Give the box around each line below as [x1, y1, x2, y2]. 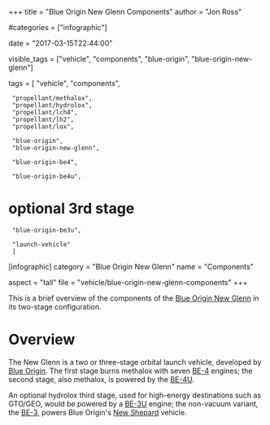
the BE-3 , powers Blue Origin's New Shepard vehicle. [8, 407, 187, 417]
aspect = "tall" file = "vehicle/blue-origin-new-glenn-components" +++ [8, 277, 248, 287]
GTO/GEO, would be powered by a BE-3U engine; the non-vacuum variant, [8, 398, 259, 409]
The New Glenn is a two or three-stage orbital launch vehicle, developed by [8, 357, 262, 366]
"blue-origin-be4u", [11, 172, 82, 180]
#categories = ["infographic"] [8, 23, 107, 32]
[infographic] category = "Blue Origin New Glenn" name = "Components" [8, 262, 254, 271]
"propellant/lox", [11, 123, 75, 131]
